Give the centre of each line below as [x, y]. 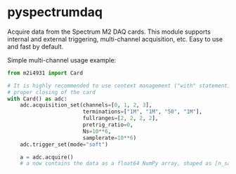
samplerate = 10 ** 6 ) [110, 138]
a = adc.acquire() [47, 157]
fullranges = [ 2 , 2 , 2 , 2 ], [120, 119]
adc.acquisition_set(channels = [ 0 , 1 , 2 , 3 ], [86, 105]
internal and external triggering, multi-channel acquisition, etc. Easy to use [115, 39]
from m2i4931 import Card [45, 73]
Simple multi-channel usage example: [62, 60]
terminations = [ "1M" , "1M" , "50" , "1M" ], [142, 112]
